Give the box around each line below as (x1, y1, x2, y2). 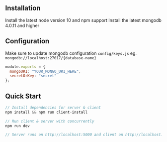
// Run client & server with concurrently (5, 119, 94, 124)
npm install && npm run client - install (5, 110, 88, 115)
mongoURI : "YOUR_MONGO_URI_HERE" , (9, 69, 81, 74)
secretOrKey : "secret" (9, 73, 57, 79)
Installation (5, 4, 41, 12)
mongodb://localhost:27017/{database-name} (5, 55, 97, 60)
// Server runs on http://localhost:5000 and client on (5, 132, 123, 138)
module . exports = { (5, 64, 46, 69)
